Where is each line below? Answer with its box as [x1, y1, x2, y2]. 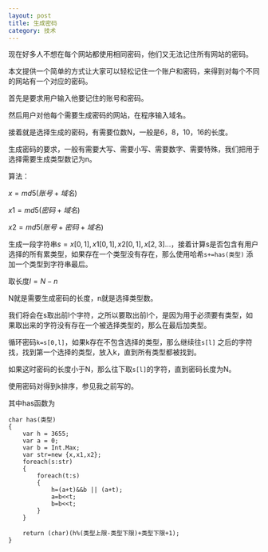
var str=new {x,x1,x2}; [22, 451, 102, 459]
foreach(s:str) [22, 458, 73, 466]
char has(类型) [8, 416, 57, 424]
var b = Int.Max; [22, 444, 81, 452]
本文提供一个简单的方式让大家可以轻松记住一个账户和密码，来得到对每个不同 [8, 66, 260, 76]
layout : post [8, 11, 52, 20]
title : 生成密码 [8, 19, 57, 27]
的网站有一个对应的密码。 [8, 77, 93, 86]
